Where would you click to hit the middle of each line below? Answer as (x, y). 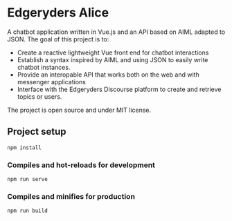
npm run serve (28, 180)
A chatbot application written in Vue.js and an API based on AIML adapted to (116, 32)
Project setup (37, 132)
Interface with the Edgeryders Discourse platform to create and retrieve (119, 89)
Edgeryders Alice (58, 13)
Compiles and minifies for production (71, 196)
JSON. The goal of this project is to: (58, 39)
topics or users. (39, 96)
